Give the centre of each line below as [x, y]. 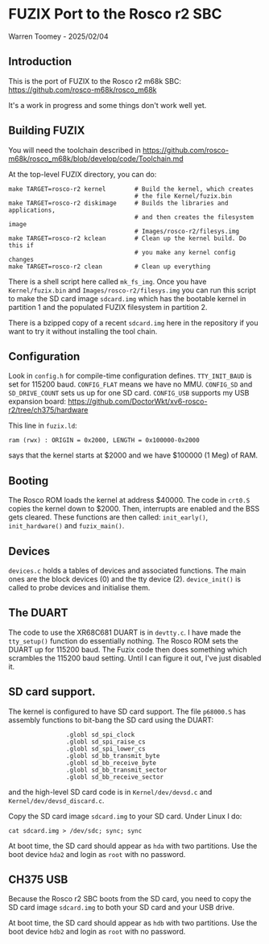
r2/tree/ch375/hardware [48, 410]
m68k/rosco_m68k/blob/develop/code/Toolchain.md [96, 159]
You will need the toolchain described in [74, 150]
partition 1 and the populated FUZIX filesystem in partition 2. [108, 307]
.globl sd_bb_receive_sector [114, 777]
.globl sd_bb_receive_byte [111, 763]
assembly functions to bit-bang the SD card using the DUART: [111, 720]
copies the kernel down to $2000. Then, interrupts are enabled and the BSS [134, 509]
